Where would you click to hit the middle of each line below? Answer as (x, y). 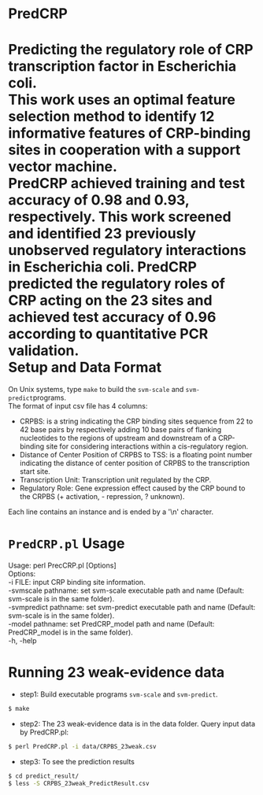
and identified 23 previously (102, 234)
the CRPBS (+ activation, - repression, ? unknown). (102, 497)
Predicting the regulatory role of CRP (131, 50)
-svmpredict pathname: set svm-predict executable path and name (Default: (132, 608)
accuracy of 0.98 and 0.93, (99, 200)
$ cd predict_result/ (44, 776)
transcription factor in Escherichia (122, 67)
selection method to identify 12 (111, 117)
